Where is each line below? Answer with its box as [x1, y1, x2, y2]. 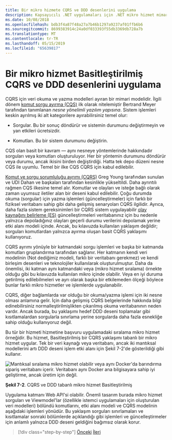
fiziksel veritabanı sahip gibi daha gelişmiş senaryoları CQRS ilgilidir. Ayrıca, [5, 201, 165, 207]
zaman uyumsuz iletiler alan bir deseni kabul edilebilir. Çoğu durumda [5, 190, 152, 196]
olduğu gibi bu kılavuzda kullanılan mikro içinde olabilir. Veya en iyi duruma [5, 271, 163, 277]
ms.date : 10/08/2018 [5, 17, 50, 22]
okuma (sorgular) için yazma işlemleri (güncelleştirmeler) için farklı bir [5, 196, 153, 202]
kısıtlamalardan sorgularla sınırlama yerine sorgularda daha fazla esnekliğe [5, 314, 163, 320]
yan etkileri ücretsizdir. [12, 127, 61, 133]
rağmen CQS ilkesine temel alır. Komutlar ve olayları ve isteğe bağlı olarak [5, 184, 160, 190]
